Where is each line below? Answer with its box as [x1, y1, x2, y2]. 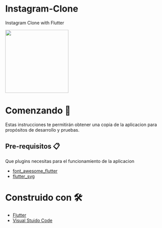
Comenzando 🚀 [5, 105, 71, 117]
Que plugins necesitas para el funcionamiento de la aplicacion [5, 158, 135, 164]
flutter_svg [12, 173, 35, 179]
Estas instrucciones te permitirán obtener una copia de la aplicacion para [5, 122, 157, 128]
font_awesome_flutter [12, 167, 58, 174]
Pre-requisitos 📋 [5, 142, 61, 151]
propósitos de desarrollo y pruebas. [5, 127, 80, 133]
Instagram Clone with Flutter [5, 20, 65, 26]
